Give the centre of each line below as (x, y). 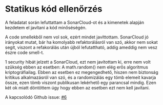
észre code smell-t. (25, 52)
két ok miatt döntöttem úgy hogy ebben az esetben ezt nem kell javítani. (77, 87)
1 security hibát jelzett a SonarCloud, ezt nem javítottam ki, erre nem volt (78, 62)
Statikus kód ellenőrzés (54, 9)
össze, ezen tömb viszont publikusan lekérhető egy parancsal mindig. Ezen (81, 82)
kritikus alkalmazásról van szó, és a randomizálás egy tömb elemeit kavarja (81, 77)
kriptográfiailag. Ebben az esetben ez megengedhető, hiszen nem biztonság (82, 72)
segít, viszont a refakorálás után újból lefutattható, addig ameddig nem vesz (81, 47)
